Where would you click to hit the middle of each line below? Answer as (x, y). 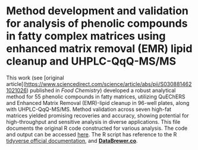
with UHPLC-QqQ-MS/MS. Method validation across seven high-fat (89, 109)
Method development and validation (97, 11)
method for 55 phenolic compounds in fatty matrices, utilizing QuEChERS (96, 97)
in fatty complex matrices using (86, 36)
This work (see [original (35, 78)
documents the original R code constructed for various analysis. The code (97, 128)
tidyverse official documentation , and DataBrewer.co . (72, 141)
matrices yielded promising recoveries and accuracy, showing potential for (98, 115)
